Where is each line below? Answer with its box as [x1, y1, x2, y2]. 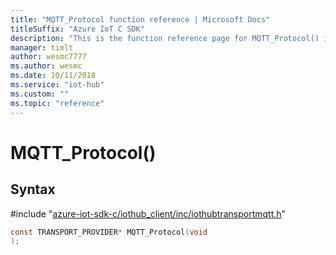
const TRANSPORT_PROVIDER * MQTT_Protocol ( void [10, 227, 208, 237]
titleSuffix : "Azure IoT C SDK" [10, 24, 145, 34]
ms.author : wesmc [10, 61, 83, 71]
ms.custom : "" [10, 89, 70, 99]
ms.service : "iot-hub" [10, 80, 105, 90]
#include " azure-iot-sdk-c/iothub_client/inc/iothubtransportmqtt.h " [10, 207, 287, 220]
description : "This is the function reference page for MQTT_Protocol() [10, 33, 320, 43]
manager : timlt [10, 42, 74, 53]
